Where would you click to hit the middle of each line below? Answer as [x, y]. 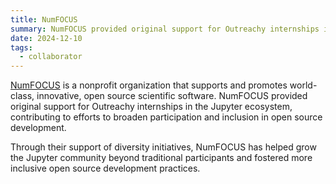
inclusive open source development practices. [105, 168]
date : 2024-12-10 [46, 38]
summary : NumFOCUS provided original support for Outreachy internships [165, 29]
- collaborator [51, 57]
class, [22, 96]
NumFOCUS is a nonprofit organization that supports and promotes [149, 85]
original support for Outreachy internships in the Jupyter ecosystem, [151, 107]
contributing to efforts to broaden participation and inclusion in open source [166, 117]
